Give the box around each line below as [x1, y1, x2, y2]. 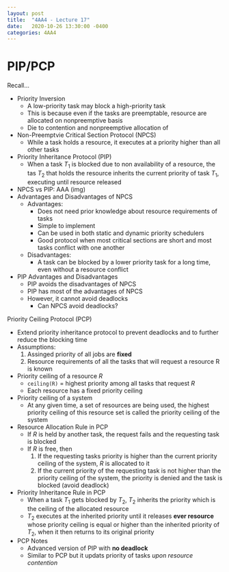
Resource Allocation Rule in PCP [16, 423, 108, 431]
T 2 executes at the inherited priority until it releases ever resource [27, 512, 214, 521]
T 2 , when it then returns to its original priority [27, 528, 154, 538]
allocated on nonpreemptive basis [27, 116, 123, 125]
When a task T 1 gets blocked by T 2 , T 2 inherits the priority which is [27, 495, 216, 506]
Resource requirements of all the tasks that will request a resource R [27, 357, 220, 365]
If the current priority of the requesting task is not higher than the [37, 467, 221, 475]
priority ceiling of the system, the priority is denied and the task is [37, 473, 223, 482]
